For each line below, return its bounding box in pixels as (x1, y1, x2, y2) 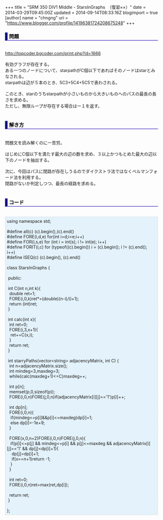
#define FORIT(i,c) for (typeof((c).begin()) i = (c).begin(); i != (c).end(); (7, 244, 147, 250)
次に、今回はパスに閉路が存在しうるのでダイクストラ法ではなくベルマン (5, 168, 149, 174)
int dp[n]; (9, 404, 28, 410)
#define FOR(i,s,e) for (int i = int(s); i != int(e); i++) (7, 239, 107, 245)
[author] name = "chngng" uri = (5, 15, 68, 20)
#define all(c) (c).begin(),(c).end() (7, 228, 74, 234)
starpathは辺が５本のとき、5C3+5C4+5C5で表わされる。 (5, 80, 120, 86)
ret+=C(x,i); (10, 332, 34, 338)
